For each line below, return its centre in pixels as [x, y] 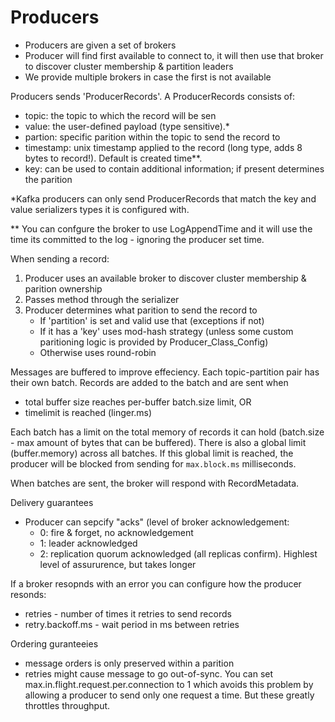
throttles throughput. [67, 705]
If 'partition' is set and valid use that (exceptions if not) [152, 320]
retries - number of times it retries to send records [128, 613]
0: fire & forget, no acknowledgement [116, 532]
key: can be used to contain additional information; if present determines [174, 168]
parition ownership [63, 288]
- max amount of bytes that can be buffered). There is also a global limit [158, 442]
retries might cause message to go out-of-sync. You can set [149, 673]
